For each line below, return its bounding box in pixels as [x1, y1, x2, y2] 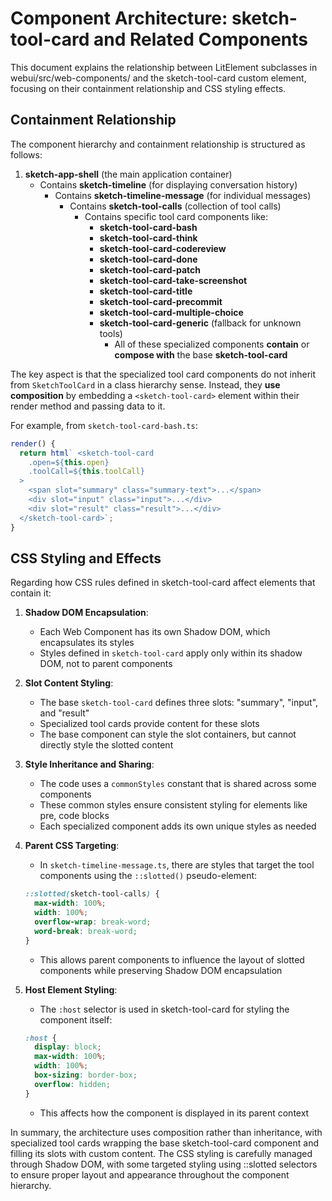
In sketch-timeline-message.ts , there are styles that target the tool [39, 859, 315, 871]
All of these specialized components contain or [114, 338, 310, 350]
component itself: [39, 1013, 113, 1026]
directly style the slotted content [39, 739, 174, 751]
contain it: [10, 587, 52, 599]
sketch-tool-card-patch [99, 263, 202, 276]
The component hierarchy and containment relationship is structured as [10, 138, 306, 150]
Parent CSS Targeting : [24, 840, 120, 852]
